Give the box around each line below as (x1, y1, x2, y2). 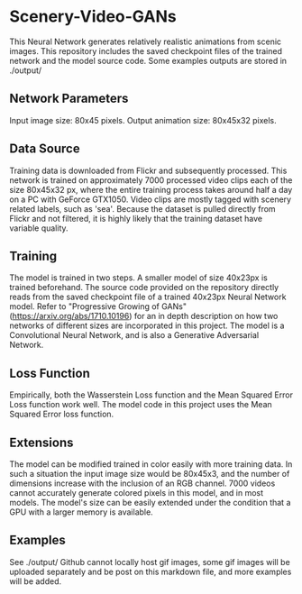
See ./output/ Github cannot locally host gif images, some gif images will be (9, 556, 290, 567)
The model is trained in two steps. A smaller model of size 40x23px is (9, 272, 268, 283)
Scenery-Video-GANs (9, 6, 178, 27)
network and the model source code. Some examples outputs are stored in (9, 55, 287, 66)
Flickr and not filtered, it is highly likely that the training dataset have (9, 213, 263, 224)
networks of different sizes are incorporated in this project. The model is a (9, 320, 285, 331)
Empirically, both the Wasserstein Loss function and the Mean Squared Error (9, 389, 293, 400)
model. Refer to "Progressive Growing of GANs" (9, 301, 188, 312)
